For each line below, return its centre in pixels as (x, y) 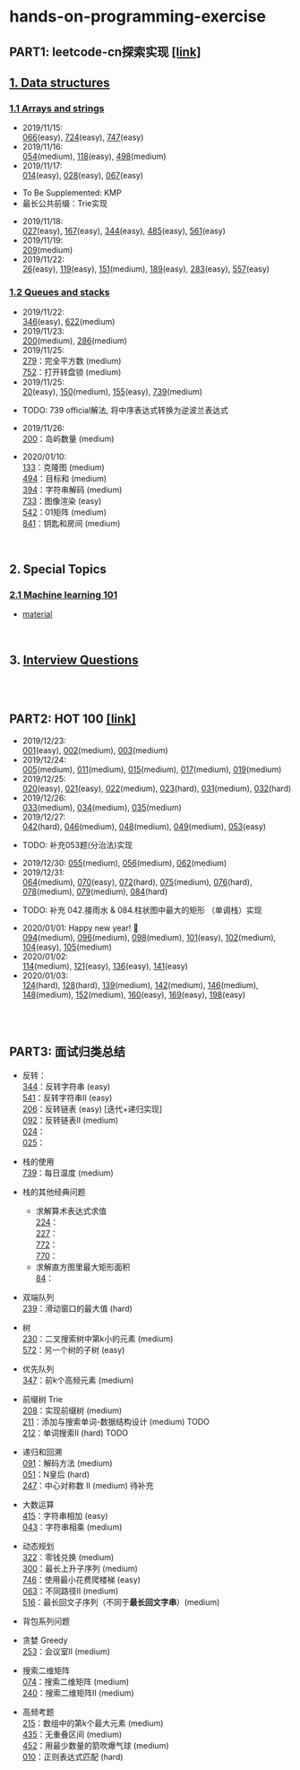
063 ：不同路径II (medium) (70, 1591)
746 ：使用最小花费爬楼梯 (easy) (81, 1579)
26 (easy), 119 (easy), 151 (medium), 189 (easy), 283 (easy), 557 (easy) (146, 269)
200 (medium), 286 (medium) (75, 340)
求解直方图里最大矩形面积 (83, 1267)
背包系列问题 (46, 1621)
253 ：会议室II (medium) (66, 1651)
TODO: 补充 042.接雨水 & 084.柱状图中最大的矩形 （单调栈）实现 (142, 910)
